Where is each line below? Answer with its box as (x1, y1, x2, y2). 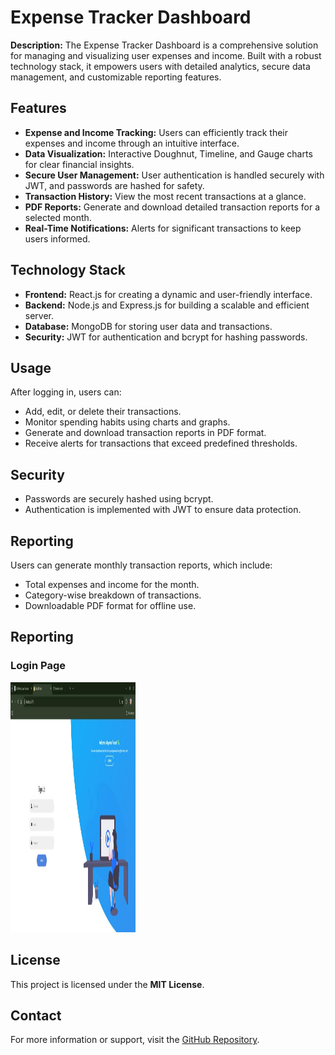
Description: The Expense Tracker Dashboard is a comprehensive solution (10, 39, 319, 51)
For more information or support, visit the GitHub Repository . (10, 1034, 260, 1046)
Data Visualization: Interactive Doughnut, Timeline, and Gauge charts (24, 147, 313, 160)
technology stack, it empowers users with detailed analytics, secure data (10, 60, 311, 72)
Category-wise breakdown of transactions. (24, 589, 202, 601)
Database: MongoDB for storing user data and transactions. (24, 320, 273, 332)
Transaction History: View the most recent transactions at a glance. (24, 190, 307, 202)
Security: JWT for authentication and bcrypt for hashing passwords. (24, 331, 308, 343)
